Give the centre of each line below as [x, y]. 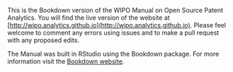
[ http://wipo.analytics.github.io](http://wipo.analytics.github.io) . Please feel [117, 25]
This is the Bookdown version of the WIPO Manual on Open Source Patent [115, 10]
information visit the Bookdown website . [66, 61]
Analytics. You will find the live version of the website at [89, 18]
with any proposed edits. [44, 40]
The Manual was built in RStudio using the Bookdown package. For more [113, 54]
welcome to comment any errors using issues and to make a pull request [113, 32]
